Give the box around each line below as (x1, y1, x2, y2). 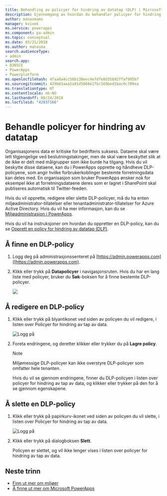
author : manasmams (5, 16, 43, 21)
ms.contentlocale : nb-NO (5, 91, 57, 96)
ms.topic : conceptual (5, 35, 50, 40)
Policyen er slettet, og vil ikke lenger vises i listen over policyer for (12, 447, 148, 453)
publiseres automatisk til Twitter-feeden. (5, 185, 88, 192)
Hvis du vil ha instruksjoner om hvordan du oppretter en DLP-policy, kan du (5, 221, 159, 227)
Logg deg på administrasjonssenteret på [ (12, 253, 98, 259)
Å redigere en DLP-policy (5, 303, 84, 311)
